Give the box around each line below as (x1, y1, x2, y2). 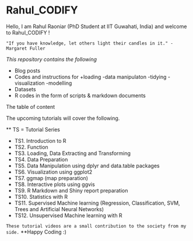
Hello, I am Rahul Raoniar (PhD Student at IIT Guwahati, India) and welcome (6, 23, 187, 30)
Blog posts (14, 67, 41, 74)
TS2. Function (14, 143, 48, 150)
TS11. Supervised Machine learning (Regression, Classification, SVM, (14, 199, 180, 206)
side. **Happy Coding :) (6, 228, 67, 235)
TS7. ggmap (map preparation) (14, 174, 89, 181)
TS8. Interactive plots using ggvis (14, 181, 95, 188)
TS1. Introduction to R (14, 137, 66, 144)
